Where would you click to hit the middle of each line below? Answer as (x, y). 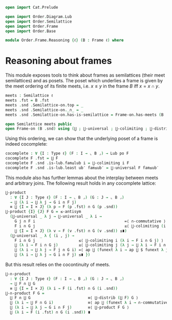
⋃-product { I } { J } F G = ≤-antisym (43, 212)
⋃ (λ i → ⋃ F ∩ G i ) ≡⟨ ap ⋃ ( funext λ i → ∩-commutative (89, 303)
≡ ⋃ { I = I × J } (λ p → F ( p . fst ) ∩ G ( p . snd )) (64, 207)
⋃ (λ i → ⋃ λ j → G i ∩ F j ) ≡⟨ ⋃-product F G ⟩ (70, 308)
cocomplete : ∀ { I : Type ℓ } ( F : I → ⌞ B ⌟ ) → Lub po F (67, 154)
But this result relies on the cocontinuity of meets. (58, 264)
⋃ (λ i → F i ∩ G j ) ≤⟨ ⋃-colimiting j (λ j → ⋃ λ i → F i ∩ (90, 245)
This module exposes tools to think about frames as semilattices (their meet (85, 75)
